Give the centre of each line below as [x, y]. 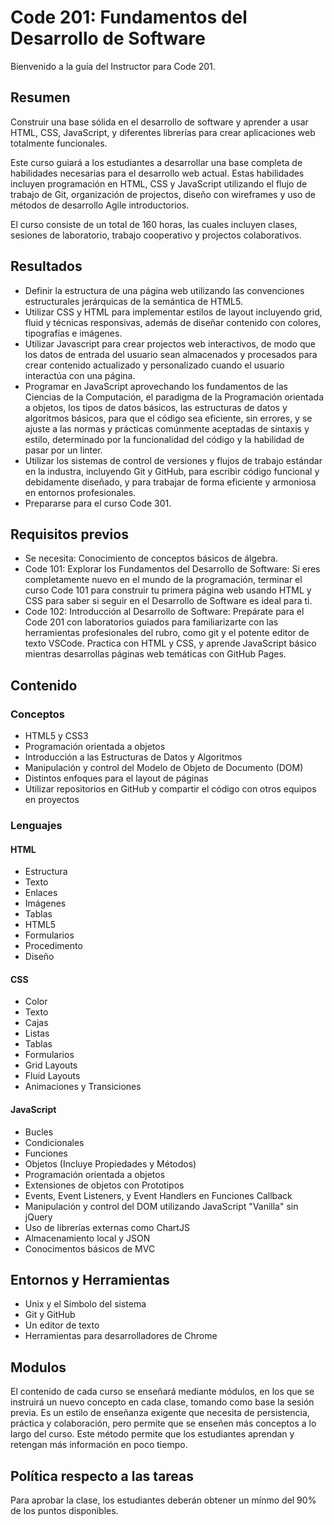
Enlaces [41, 893]
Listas [37, 1033]
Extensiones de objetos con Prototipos [104, 1185]
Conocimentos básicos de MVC [90, 1248]
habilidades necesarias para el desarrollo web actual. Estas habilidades [157, 173]
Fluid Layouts [52, 1076]
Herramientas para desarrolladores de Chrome [121, 1336]
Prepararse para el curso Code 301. [98, 503]
